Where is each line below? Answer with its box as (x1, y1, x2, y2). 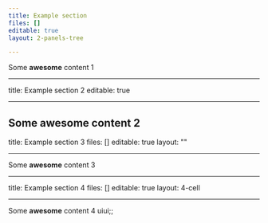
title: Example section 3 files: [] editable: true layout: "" (8, 137, 187, 147)
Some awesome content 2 (8, 116, 141, 130)
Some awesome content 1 (8, 63, 94, 72)
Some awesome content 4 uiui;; (8, 206, 114, 216)
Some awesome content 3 (8, 160, 96, 170)
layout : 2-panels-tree (8, 33, 84, 42)
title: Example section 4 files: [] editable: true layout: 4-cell (8, 183, 201, 193)
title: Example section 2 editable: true (8, 85, 130, 96)
